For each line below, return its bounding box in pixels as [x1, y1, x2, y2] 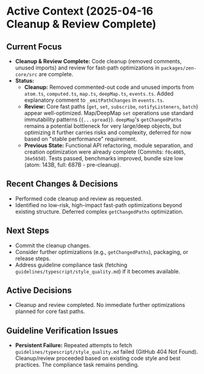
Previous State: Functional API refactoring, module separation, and [24, 142, 193, 149]
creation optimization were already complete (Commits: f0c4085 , [24, 148, 186, 155]
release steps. [15, 255, 51, 262]
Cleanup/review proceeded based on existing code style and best [15, 355, 181, 362]
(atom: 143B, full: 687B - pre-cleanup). [24, 161, 121, 168]
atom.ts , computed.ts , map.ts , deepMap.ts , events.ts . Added [24, 90, 174, 97]
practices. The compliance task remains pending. [15, 361, 139, 369]
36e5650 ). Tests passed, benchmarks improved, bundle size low [24, 155, 184, 162]
